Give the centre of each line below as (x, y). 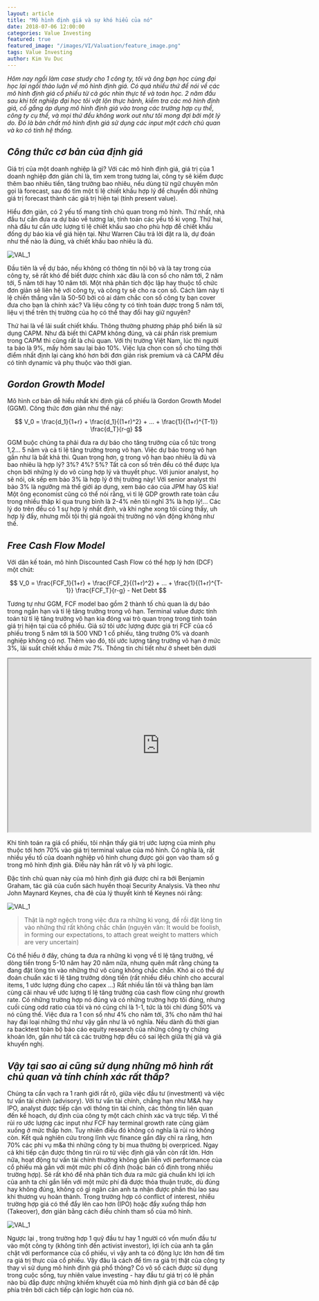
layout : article (30, 14)
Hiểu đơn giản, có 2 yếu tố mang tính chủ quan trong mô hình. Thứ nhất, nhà (116, 212)
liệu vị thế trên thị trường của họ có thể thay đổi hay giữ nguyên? (99, 312)
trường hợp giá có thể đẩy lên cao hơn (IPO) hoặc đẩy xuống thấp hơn (107, 1204)
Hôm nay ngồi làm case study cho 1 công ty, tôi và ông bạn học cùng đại (112, 78)
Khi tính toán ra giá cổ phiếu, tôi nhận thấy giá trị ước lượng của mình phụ (111, 843)
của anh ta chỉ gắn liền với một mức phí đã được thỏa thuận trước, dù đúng (113, 1182)
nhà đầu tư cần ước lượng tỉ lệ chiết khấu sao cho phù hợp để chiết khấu (110, 226)
